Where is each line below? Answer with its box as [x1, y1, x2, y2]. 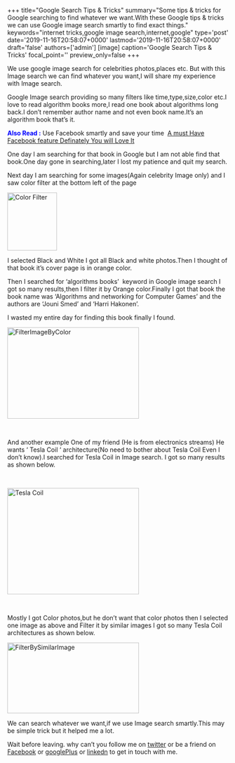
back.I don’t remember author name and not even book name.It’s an [7, 108, 203, 116]
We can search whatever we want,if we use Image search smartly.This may [7, 719, 225, 727]
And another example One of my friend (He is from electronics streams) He [7, 438, 224, 446]
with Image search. [7, 79, 63, 87]
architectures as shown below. [7, 629, 95, 637]
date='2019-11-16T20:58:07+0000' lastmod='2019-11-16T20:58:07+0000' [7, 36, 221, 44]
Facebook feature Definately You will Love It [7, 136, 135, 145]
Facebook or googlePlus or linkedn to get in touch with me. [7, 748, 178, 756]
